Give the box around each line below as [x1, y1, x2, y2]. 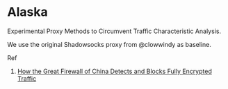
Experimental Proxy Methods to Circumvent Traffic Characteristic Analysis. [7, 27, 221, 35]
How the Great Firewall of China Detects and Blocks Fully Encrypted [17, 67, 212, 75]
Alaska [7, 4, 48, 20]
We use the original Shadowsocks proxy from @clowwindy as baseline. [7, 40, 212, 48]
